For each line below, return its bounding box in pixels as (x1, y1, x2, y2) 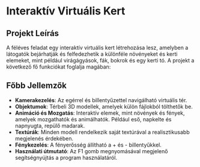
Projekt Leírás (6, 28, 59, 38)
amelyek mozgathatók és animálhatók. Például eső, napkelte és (14, 115, 172, 123)
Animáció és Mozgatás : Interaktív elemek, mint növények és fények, (14, 109, 185, 117)
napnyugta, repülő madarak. (14, 122, 85, 129)
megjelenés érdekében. (14, 135, 74, 142)
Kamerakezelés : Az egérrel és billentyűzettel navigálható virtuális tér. (14, 96, 187, 103)
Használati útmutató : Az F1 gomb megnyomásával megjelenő (14, 147, 168, 154)
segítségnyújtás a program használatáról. (14, 154, 118, 161)
